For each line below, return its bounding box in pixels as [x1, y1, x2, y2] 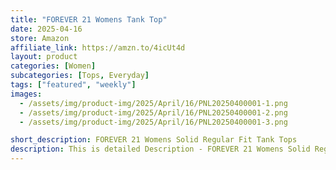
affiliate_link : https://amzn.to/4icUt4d [10, 42, 186, 53]
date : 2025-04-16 [10, 24, 83, 34]
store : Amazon [10, 33, 70, 43]
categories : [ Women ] [10, 61, 97, 71]
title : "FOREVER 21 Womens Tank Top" [10, 14, 168, 25]
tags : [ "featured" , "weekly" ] [10, 80, 137, 90]
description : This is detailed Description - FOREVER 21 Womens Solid [10, 144, 311, 155]
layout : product [10, 52, 78, 62]
